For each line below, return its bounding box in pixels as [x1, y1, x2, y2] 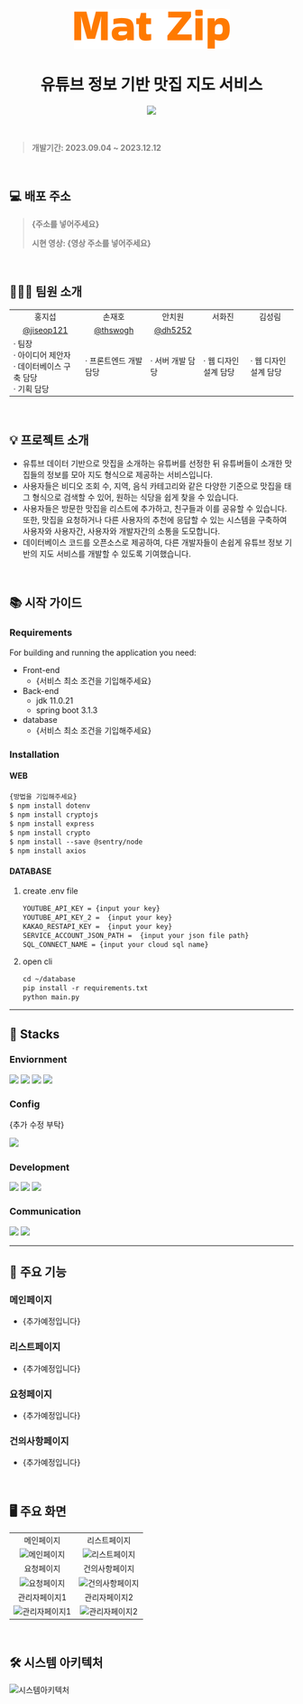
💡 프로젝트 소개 [9, 432, 89, 447]
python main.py [22, 993, 80, 1002]
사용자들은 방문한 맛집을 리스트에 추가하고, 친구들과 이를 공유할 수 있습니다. [22, 503, 288, 514]
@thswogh [94, 324, 134, 335]
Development [9, 1161, 70, 1174]
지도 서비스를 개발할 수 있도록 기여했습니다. [39, 548, 191, 559]
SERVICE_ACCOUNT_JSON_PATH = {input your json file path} [22, 932, 250, 941]
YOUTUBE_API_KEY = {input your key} [22, 904, 161, 913]
